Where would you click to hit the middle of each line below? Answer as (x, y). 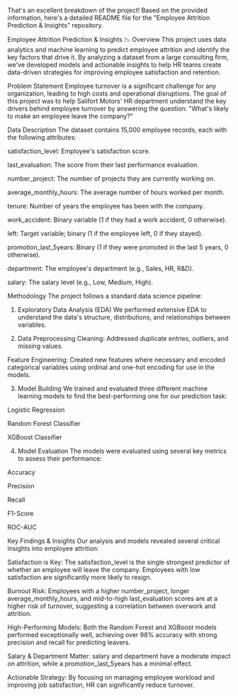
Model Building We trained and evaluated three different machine (112, 388)
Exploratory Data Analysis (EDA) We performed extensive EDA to (112, 310)
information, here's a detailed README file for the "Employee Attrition (109, 18)
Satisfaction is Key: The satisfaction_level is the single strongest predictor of (119, 562)
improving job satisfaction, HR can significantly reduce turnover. (101, 685)
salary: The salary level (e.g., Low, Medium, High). (80, 282)
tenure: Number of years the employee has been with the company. (106, 206)
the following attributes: (42, 137)
